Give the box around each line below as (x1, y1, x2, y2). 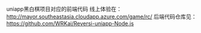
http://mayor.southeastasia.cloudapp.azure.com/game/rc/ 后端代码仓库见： (6, 13, 197, 20)
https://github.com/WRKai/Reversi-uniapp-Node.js (6, 20, 134, 27)
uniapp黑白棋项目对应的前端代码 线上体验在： (6, 5, 122, 12)
